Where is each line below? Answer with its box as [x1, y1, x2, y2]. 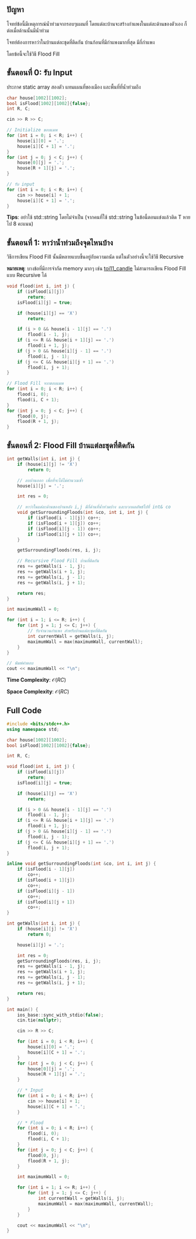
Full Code [6, 705, 42, 715]
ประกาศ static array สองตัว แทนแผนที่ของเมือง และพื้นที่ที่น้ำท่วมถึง [6, 83, 141, 90]
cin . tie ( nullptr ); [17, 1017, 62, 1023]
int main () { [6, 1006, 39, 1013]
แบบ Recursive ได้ [6, 272, 47, 279]
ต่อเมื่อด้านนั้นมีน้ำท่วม [6, 26, 49, 34]
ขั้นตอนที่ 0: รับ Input [6, 67, 73, 78]
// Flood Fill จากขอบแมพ [6, 381, 64, 387]
